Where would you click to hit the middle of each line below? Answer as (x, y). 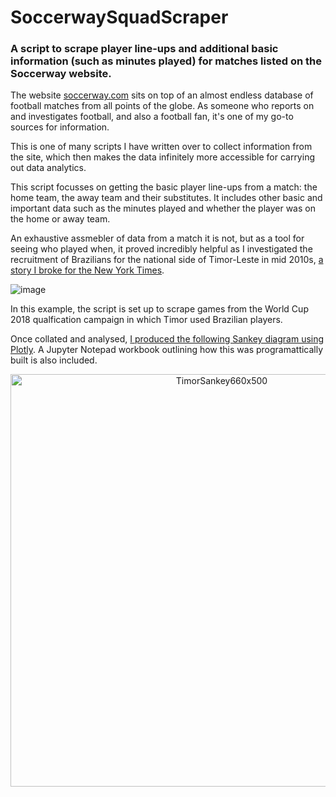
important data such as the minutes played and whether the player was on (163, 208)
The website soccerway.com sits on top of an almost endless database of (162, 95)
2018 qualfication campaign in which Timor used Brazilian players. (146, 320)
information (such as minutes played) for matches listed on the (166, 61)
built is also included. (54, 360)
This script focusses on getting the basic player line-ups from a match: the (164, 187)
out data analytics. (48, 168)
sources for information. (60, 127)
